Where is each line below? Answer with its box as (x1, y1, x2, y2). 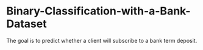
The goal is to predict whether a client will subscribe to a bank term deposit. (6, 37, 198, 44)
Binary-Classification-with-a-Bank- (6, 4, 191, 18)
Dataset (6, 17, 47, 31)
